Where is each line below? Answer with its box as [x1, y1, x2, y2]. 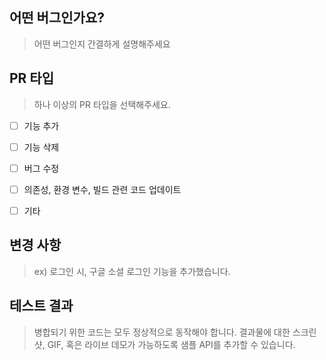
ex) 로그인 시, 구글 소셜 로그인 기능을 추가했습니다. [33, 265, 231, 277]
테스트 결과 [9, 298, 74, 315]
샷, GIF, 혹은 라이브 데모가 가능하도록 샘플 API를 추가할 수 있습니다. [33, 338, 296, 350]
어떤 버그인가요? [9, 9, 105, 27]
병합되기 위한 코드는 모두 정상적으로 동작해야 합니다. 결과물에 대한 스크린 [33, 326, 317, 338]
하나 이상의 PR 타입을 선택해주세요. [33, 98, 171, 110]
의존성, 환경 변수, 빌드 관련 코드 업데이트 [23, 183, 182, 195]
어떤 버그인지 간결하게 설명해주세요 [33, 38, 171, 50]
